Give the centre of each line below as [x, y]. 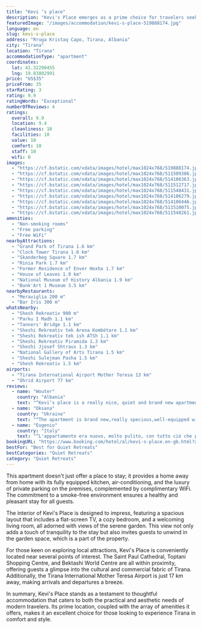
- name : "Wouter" [33, 392]
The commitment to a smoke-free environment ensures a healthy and [92, 495]
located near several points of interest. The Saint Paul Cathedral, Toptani [96, 556]
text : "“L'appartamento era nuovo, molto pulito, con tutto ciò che [105, 436]
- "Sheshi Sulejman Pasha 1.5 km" [55, 358]
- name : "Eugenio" [35, 425]
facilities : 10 [31, 135]
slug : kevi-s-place [31, 34]
